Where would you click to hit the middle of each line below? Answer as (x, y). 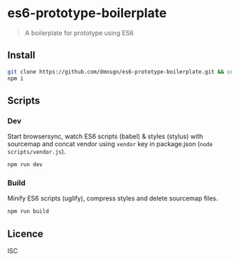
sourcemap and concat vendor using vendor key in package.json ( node (110, 144)
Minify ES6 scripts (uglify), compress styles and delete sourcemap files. (113, 198)
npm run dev (25, 165)
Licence (26, 234)
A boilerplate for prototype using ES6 (79, 33)
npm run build (28, 212)
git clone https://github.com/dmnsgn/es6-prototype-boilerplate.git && (116, 72)
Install (21, 55)
